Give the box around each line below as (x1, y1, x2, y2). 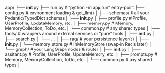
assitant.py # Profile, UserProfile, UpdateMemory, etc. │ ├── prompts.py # (5, 51, 158, 57)
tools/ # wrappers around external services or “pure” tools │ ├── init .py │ (5, 31, 156, 36)
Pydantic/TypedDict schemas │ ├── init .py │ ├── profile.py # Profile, (5, 15, 147, 21)
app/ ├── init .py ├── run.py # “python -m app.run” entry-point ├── (5, 5, 145, 10)
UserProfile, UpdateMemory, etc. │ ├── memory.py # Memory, (5, 20, 134, 26)
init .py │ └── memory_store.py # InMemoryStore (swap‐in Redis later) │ (5, 41, 152, 47)
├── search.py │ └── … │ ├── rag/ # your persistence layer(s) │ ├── (5, 36, 149, 42)
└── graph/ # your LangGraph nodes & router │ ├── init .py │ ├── (5, 47, 141, 52)
